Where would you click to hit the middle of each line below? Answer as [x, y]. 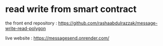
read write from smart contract [71, 9]
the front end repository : [31, 23]
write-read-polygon [26, 28]
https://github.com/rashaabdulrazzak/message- [108, 23]
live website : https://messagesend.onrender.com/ [57, 38]
